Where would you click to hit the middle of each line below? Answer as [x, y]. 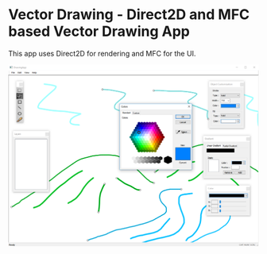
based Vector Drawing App [99, 31]
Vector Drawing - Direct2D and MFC [129, 15]
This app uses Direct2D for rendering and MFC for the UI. [102, 53]
